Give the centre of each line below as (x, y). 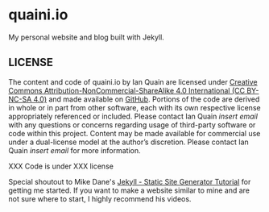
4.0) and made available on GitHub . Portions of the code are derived (147, 99)
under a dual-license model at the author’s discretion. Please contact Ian (129, 142)
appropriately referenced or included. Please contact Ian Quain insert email (133, 116)
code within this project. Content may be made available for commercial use (134, 133)
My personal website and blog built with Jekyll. (87, 37)
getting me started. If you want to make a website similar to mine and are (129, 190)
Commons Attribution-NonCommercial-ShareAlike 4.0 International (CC (127, 90)
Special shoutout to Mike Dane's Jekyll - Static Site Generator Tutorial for (130, 181)
